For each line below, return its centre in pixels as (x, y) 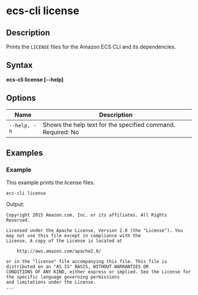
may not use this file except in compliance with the (74, 236)
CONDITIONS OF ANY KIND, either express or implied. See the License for (99, 272)
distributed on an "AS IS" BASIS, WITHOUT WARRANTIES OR (77, 267)
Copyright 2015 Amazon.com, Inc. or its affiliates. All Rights (87, 215)
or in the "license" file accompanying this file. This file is (87, 262)
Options (21, 98)
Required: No (61, 132)
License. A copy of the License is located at (64, 241)
